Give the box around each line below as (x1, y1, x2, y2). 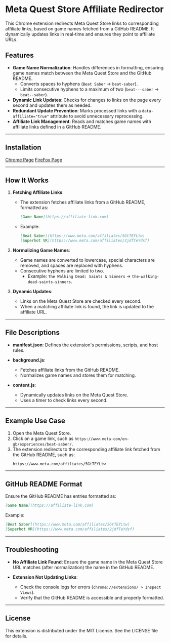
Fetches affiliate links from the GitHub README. (20, 367, 120, 373)
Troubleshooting (5, 545, 59, 554)
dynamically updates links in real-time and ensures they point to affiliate (5, 31, 155, 37)
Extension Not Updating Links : (12, 574, 78, 580)
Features (5, 51, 34, 60)
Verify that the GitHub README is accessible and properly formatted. (20, 594, 164, 600)
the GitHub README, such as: (12, 452, 75, 458)
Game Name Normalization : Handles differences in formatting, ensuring (12, 64, 163, 70)
